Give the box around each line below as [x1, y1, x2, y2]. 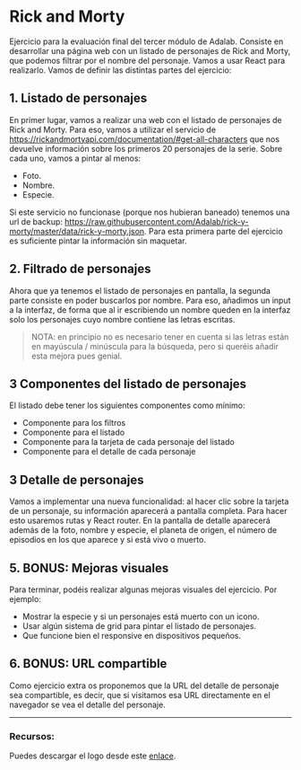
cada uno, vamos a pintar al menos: [9, 153, 142, 164]
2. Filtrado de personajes [9, 261, 151, 277]
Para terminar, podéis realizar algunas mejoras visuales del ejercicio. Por [9, 584, 278, 595]
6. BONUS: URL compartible [9, 656, 168, 671]
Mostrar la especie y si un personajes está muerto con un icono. [21, 611, 260, 622]
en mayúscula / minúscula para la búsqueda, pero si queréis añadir [30, 341, 279, 351]
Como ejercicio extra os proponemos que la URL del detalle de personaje [9, 680, 279, 691]
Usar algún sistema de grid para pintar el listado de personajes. [21, 621, 257, 631]
